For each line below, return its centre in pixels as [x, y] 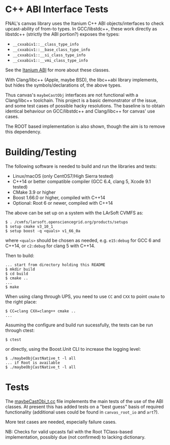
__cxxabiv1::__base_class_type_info [51, 50]
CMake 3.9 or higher [34, 192]
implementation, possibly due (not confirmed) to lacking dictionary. [75, 437]
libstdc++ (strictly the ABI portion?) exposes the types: [62, 34]
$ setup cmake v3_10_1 [29, 227]
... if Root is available [32, 363]
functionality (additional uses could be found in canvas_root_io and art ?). [82, 412]
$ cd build [17, 274]
